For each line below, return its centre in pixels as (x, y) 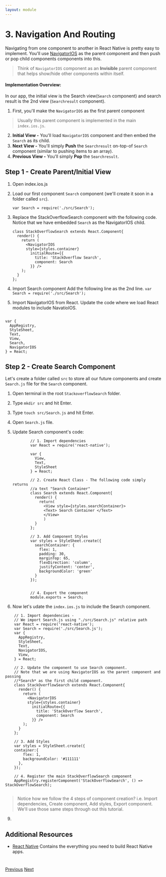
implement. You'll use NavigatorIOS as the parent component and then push (83, 53)
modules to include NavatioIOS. (44, 308)
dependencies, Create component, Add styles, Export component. (85, 804)
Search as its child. (31, 140)
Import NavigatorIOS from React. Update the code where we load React (85, 302)
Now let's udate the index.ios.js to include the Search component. (81, 607)
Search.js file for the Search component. (46, 384)
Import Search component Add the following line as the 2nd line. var (82, 288)
